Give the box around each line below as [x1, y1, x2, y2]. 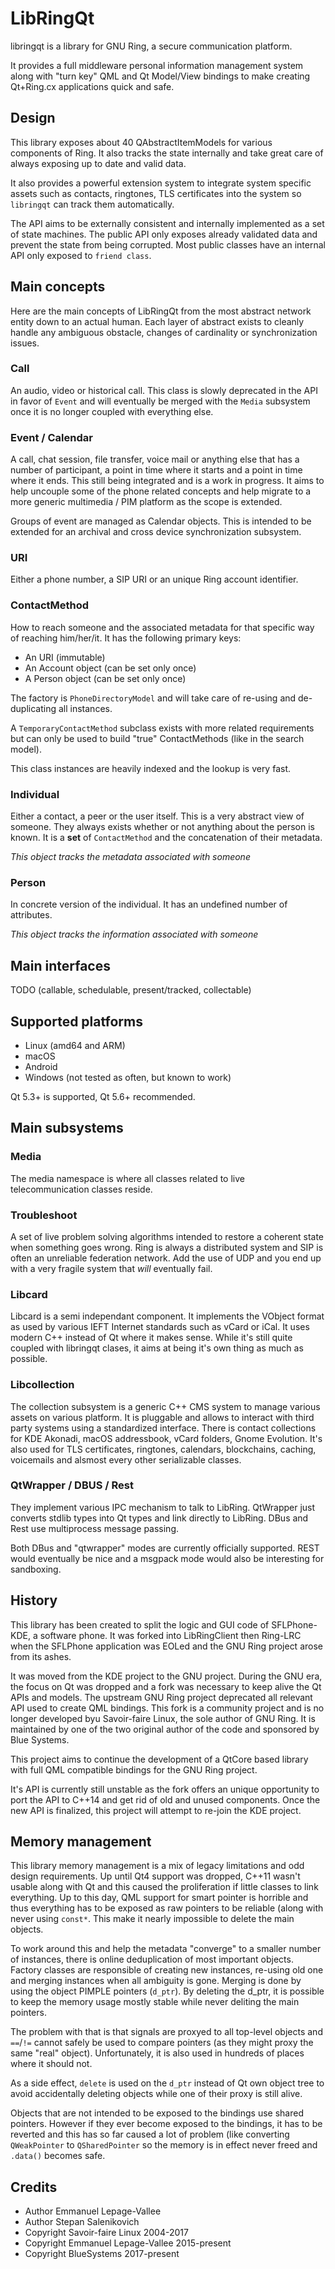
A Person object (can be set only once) [24, 672, 187, 684]
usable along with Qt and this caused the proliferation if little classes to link [10, 1881, 319, 1893]
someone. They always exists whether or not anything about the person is [10, 821, 315, 833]
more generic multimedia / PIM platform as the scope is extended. [10, 496, 283, 508]
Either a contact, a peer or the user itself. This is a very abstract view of [10, 810, 305, 822]
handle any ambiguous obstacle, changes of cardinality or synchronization [10, 326, 318, 338]
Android [24, 1060, 58, 1072]
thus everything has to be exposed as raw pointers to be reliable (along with [10, 1902, 324, 1914]
